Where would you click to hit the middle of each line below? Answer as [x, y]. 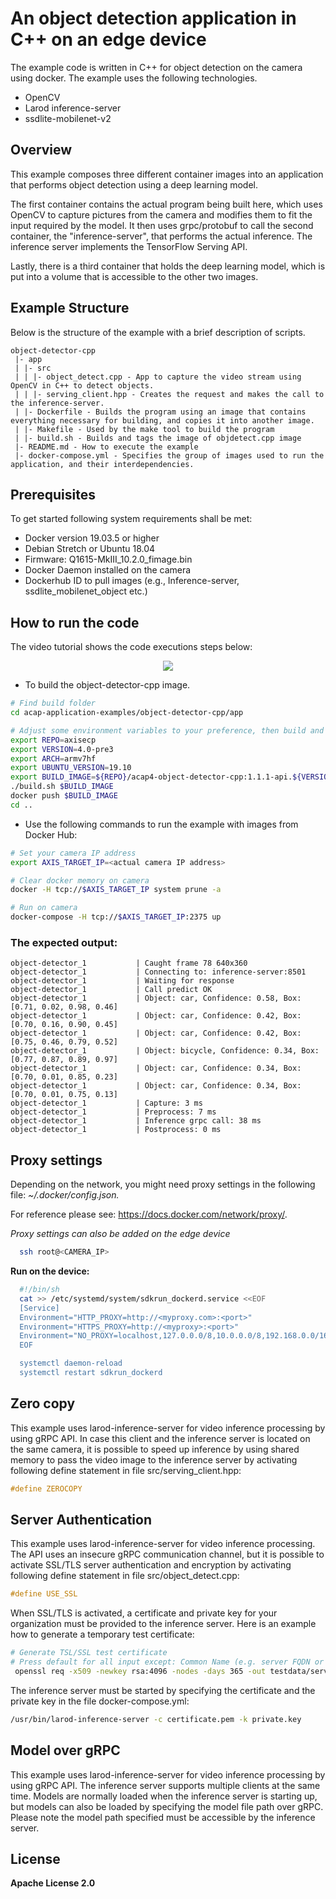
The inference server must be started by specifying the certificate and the [163, 1690]
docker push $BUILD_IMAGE [64, 796]
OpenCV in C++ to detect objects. [82, 385]
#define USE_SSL [44, 1594]
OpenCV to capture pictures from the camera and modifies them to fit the [161, 214]
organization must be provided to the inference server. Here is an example [163, 1624]
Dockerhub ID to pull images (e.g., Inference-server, [132, 581]
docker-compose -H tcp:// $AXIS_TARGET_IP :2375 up [116, 917]
